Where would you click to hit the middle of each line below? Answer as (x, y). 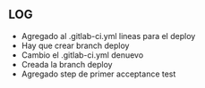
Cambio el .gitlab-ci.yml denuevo (82, 55)
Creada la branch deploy (67, 64)
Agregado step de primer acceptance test (98, 74)
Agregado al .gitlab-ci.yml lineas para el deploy (108, 36)
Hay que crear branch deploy (75, 45)
